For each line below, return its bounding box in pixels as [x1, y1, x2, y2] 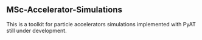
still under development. [6, 27, 67, 34]
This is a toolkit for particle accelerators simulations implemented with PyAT [6, 20, 196, 27]
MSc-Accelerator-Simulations [6, 5, 123, 15]
